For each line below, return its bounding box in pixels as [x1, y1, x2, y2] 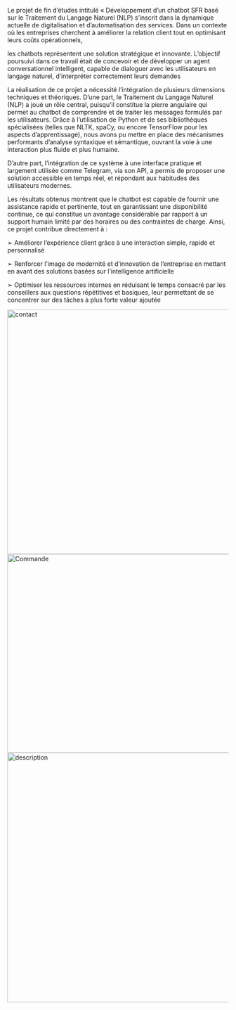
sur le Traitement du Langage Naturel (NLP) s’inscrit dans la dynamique [7, 13, 214, 22]
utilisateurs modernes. [7, 181, 72, 189]
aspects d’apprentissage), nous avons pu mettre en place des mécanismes [7, 130, 224, 139]
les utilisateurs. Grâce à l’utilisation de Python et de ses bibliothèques [7, 115, 209, 124]
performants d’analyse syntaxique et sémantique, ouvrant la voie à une [7, 138, 213, 146]
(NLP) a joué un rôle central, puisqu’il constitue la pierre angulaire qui [7, 101, 208, 108]
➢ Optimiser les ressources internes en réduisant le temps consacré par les [7, 281, 226, 289]
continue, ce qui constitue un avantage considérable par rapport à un [7, 210, 209, 218]
